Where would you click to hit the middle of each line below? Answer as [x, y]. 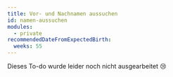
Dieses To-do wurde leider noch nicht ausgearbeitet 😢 [87, 66]
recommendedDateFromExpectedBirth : [59, 40]
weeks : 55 [28, 46]
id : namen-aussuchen [38, 20]
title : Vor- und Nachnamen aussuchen [63, 14]
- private [28, 33]
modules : [20, 27]
